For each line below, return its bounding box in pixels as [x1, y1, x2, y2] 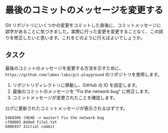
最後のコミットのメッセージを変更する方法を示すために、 [5, 65, 124, 71]
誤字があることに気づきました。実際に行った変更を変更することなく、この [5, 28, 159, 34]
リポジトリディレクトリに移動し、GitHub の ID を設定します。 [12, 82, 140, 88]
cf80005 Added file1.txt [5, 119, 57, 124]
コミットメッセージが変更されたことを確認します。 [12, 94, 118, 100]
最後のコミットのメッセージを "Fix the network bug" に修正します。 [12, 88, 152, 94]
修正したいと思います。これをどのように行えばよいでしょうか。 [14, 35, 145, 41]
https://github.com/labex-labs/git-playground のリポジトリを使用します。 [5, 71, 162, 77]
